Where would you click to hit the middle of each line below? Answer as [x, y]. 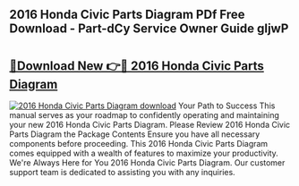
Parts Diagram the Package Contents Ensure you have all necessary [135, 134]
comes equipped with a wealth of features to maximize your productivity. [144, 153]
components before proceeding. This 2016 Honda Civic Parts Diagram [139, 144]
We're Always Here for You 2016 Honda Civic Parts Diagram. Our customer [147, 163]
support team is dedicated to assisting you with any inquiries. [122, 172]
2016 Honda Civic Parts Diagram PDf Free [127, 15]
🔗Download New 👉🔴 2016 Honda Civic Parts [137, 66]
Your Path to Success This [227, 106]
